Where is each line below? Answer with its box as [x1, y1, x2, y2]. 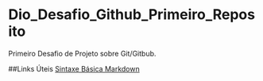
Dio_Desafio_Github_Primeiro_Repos [8, 6, 256, 24]
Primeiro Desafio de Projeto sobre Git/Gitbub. [8, 48, 157, 58]
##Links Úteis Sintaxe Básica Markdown [8, 64, 141, 73]
